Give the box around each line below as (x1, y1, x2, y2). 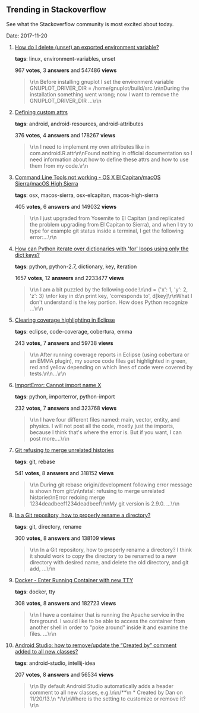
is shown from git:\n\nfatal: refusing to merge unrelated (29, 487, 165, 494)
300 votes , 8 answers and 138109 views (14, 535, 116, 542)
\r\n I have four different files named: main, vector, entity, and (29, 416, 180, 423)
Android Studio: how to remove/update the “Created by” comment (14, 642, 177, 649)
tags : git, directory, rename (14, 523, 82, 530)
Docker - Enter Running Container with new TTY (14, 576, 134, 583)
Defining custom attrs (14, 108, 68, 115)
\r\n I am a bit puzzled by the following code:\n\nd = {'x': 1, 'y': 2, (29, 285, 188, 293)
